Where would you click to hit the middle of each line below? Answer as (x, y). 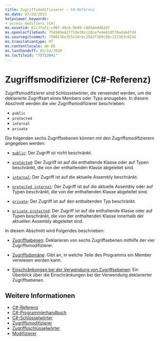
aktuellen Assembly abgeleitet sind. (48, 221)
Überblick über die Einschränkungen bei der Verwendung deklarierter (82, 275)
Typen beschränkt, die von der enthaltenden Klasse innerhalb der (78, 216)
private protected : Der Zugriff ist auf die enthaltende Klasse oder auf (82, 211)
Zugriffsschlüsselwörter (36, 328)
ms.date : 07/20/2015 (26, 14)
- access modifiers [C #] (30, 23)
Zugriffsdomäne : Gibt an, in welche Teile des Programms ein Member (82, 255)
